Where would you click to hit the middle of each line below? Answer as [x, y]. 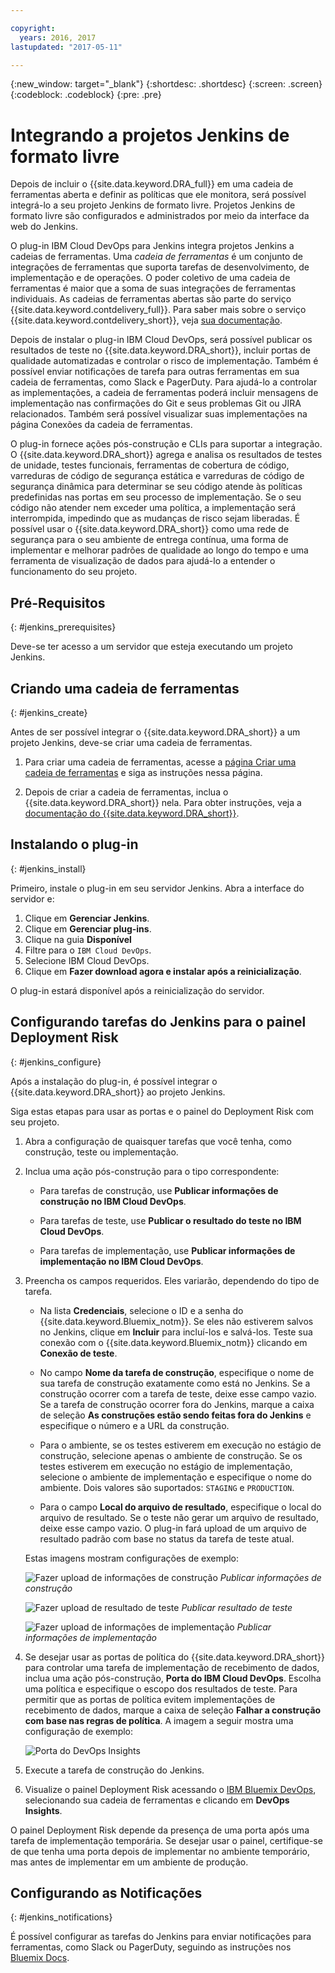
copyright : [33, 28]
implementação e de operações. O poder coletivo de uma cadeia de [150, 278]
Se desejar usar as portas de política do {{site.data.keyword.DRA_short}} [174, 1657]
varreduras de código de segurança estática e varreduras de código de [157, 476]
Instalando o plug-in [74, 844]
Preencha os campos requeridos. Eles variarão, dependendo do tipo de [172, 1280]
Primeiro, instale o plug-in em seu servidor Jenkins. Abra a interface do [157, 888]
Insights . [43, 1810]
